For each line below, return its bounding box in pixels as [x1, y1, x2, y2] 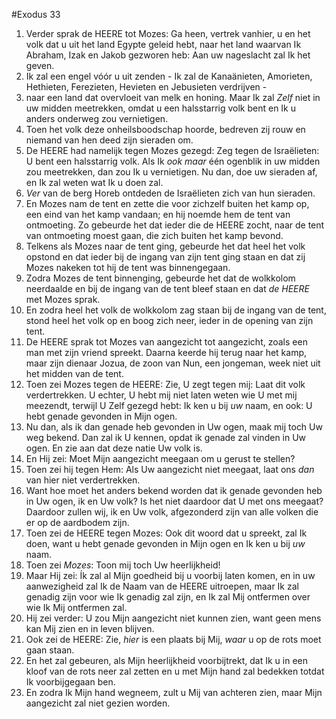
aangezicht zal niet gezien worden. [25, 697, 171, 709]
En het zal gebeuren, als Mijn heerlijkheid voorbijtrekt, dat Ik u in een [25, 655, 308, 666]
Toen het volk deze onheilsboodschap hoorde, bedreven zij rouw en [25, 124, 306, 135]
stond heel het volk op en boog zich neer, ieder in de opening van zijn [25, 315, 314, 326]
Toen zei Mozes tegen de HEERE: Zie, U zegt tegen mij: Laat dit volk [25, 379, 306, 390]
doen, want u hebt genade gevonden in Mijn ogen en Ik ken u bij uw [25, 538, 306, 549]
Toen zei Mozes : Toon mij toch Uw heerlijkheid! [25, 559, 221, 571]
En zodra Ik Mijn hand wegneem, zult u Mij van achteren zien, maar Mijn [25, 687, 323, 698]
